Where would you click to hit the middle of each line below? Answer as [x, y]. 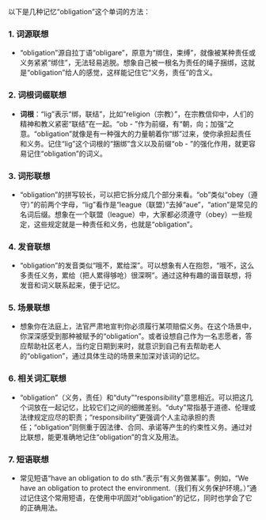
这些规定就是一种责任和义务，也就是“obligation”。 [115, 224]
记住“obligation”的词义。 [66, 154]
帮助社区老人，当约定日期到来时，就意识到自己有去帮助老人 [124, 346]
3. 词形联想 [29, 176]
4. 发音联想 [29, 246]
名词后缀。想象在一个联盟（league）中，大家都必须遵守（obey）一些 [133, 214]
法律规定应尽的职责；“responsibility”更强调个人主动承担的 [114, 417]
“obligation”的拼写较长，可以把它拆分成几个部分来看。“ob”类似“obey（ [135, 194]
